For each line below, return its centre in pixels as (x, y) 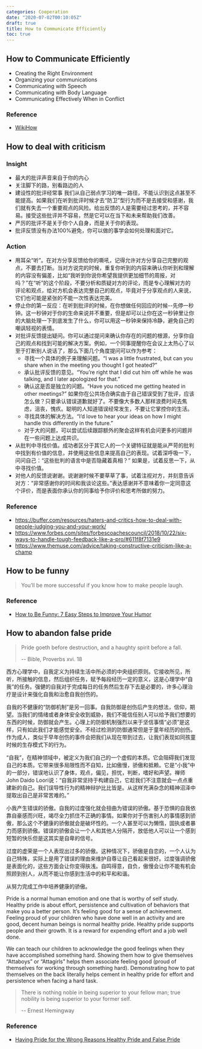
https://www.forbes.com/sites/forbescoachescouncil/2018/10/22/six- (101, 533)
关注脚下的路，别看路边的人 (49, 185)
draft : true (21, 23)
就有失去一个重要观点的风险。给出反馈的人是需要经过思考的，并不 (102, 208)
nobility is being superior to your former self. (76, 999)
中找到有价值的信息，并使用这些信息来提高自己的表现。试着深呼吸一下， (104, 453)
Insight (17, 163)
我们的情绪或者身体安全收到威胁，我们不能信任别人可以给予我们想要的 (109, 715)
